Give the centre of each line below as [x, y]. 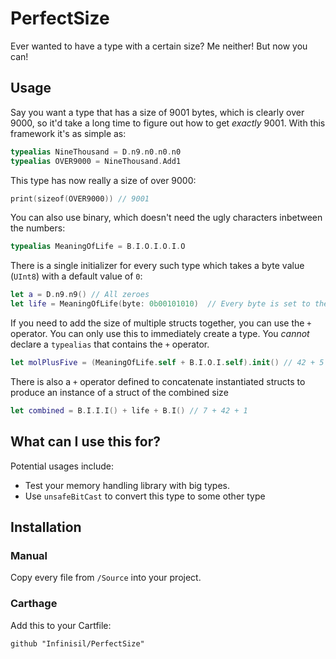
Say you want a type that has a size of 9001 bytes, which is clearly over [157, 112]
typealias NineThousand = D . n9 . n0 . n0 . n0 [96, 152]
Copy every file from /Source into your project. [106, 578]
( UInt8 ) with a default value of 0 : [76, 276]
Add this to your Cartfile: [61, 625]
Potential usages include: [62, 466]
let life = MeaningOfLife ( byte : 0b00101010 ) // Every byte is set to [160, 304]
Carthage [34, 604]
